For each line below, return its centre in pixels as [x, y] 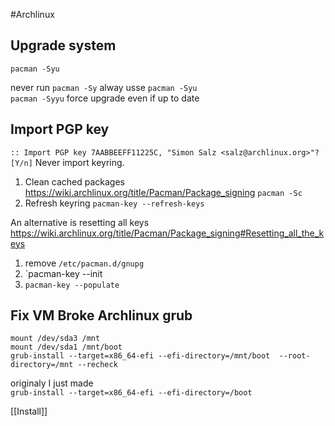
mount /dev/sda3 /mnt [55, 339]
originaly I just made [52, 383]
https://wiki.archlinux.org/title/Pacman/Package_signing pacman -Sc [163, 192]
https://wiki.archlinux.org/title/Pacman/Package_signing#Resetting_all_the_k [167, 233]
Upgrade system [63, 45]
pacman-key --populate [72, 285]
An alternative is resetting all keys [80, 222]
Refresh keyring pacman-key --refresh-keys [114, 203]
